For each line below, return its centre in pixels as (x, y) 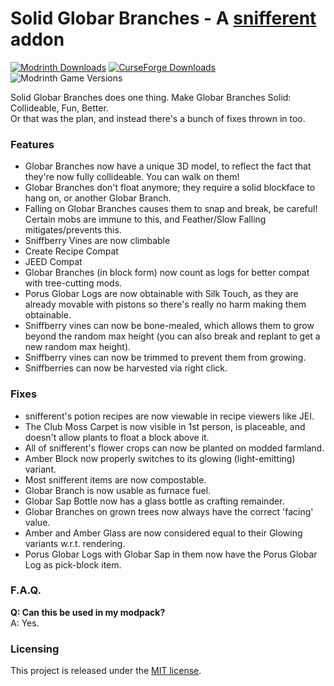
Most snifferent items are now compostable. (115, 479)
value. (37, 522)
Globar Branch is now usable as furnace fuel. (118, 490)
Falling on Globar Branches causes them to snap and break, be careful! (171, 209)
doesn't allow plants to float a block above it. (117, 437)
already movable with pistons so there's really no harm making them (165, 304)
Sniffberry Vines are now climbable (97, 241)
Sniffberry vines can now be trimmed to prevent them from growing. (165, 358)
